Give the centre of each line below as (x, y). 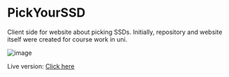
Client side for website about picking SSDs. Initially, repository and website (115, 32)
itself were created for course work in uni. (67, 39)
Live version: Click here (41, 66)
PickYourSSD (46, 13)
